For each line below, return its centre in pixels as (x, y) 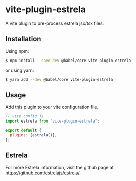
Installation (23, 39)
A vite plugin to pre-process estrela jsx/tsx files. (55, 23)
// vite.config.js (24, 116)
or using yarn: (20, 70)
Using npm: (17, 51)
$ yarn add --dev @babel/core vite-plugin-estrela (59, 79)
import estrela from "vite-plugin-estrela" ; (52, 121)
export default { (23, 130)
